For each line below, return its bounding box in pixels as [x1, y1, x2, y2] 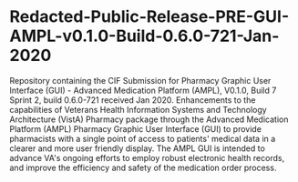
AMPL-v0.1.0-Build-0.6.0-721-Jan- [9, 25, 280, 46]
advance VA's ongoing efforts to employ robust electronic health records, [9, 152, 285, 163]
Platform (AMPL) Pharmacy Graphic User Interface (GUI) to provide [9, 123, 262, 134]
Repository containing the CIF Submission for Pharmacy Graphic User [9, 75, 272, 86]
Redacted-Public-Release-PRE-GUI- [9, 6, 290, 27]
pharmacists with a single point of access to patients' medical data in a [9, 133, 276, 144]
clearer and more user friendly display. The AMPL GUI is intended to [9, 143, 266, 154]
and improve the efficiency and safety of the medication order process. [9, 162, 277, 173]
